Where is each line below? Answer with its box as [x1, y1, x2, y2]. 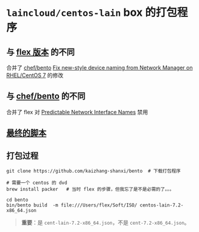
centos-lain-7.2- [139, 202, 184, 208]
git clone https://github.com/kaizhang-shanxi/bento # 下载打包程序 [6, 168, 181, 174]
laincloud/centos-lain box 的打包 [6, 5, 178, 19]
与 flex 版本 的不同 [6, 47, 75, 57]
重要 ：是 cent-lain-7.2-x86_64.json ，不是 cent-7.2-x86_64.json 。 [21, 219, 190, 227]
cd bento [6, 197, 29, 203]
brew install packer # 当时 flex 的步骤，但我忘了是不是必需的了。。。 [6, 186, 175, 193]
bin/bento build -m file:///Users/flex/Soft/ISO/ [6, 202, 138, 208]
